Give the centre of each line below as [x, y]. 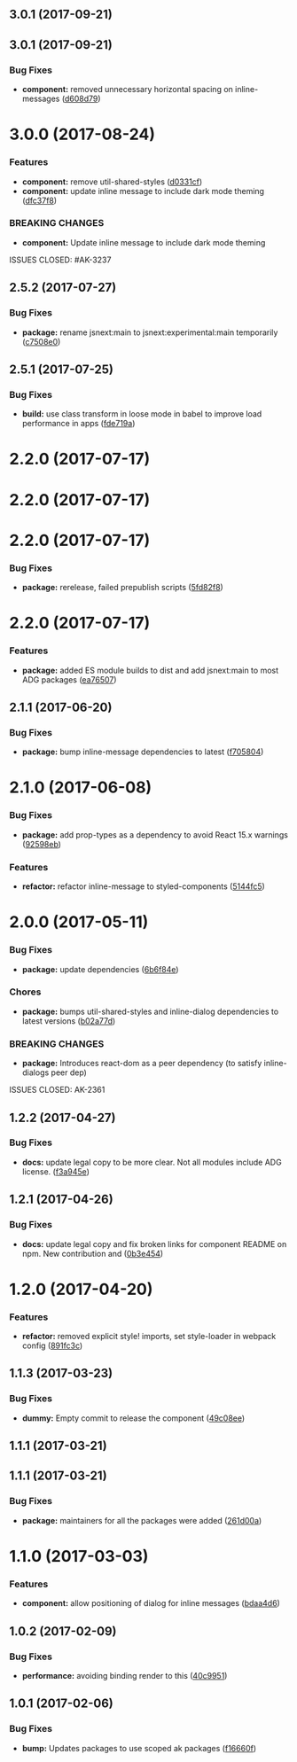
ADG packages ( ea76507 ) [69, 679]
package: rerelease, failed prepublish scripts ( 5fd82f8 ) [122, 588]
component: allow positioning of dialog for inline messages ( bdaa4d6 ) [151, 1603]
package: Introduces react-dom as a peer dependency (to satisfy [142, 1064]
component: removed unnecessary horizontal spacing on [127, 90]
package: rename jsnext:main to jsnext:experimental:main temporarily [150, 332]
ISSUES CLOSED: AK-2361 [57, 1090]
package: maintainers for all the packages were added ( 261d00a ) [142, 1520]
